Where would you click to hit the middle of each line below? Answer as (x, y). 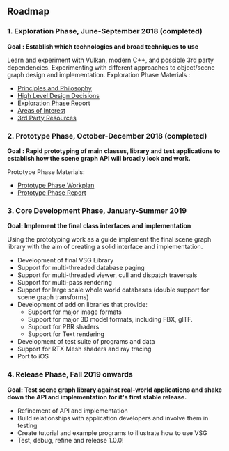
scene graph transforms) (53, 297)
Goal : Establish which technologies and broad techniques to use (103, 46)
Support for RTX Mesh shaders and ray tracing (84, 349)
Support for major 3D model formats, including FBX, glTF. (110, 319)
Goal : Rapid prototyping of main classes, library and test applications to (114, 151)
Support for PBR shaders (63, 327)
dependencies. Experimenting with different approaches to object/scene (111, 67)
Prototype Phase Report (52, 192)
